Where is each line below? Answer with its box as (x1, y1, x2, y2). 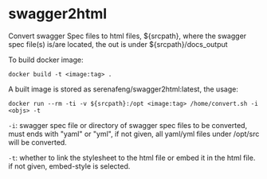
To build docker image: (8, 55, 84, 64)
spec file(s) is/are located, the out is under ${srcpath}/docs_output (8, 39, 229, 49)
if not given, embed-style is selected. (8, 161, 131, 171)
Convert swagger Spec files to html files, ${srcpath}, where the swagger (8, 31, 247, 41)
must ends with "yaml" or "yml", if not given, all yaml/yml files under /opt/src (8, 129, 260, 138)
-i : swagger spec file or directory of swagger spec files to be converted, (8, 120, 248, 130)
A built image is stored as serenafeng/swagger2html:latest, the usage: (8, 84, 239, 94)
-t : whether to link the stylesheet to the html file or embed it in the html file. (8, 153, 256, 162)
